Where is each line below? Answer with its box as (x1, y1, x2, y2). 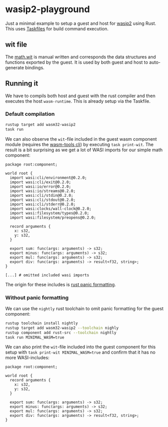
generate (5, 64, 24, 70)
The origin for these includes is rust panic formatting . (5, 281, 116, 287)
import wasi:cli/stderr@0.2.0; (10, 201, 76, 207)
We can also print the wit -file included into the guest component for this (5, 344, 156, 350)
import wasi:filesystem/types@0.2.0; (10, 210, 90, 216)
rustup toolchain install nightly (5, 320, 78, 326)
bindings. (25, 64, 45, 70)
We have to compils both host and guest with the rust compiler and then (5, 93, 156, 99)
